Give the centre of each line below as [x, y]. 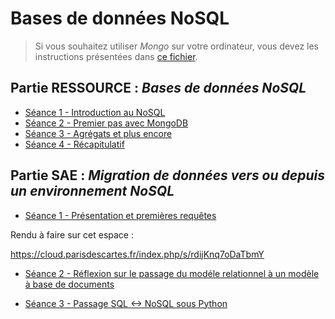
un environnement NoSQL [92, 191]
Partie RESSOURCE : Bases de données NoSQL [158, 88]
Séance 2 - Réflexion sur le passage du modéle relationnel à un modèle [172, 273]
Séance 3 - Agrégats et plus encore [98, 133]
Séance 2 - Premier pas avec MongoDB [106, 123]
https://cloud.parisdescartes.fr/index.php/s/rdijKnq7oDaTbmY [137, 254]
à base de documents [69, 284]
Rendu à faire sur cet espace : [72, 234]
